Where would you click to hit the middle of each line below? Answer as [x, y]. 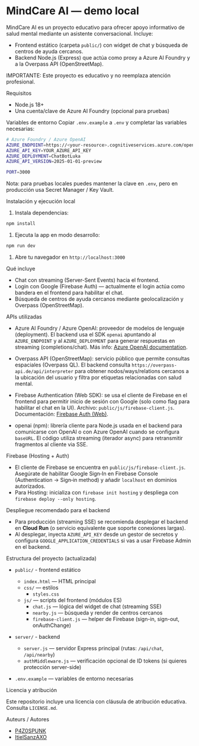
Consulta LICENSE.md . [32, 708]
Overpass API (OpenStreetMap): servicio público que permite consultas [102, 358]
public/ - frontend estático [48, 570]
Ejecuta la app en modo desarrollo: [57, 235]
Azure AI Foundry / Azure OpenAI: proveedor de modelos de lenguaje [99, 328]
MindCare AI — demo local [73, 11]
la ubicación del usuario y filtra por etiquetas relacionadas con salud [98, 377]
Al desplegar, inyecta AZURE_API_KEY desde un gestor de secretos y [96, 534]
